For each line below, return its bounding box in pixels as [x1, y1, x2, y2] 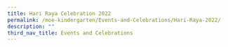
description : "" [7, 23, 55, 30]
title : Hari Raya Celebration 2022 [7, 10, 112, 17]
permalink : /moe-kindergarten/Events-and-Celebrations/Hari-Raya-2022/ [7, 17, 221, 23]
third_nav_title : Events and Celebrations [7, 29, 133, 37]
